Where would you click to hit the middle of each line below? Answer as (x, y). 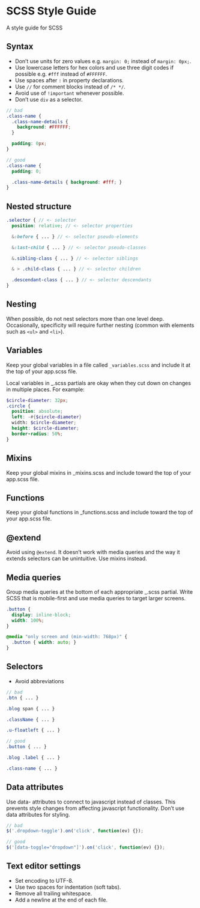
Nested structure (39, 206)
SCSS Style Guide (51, 11)
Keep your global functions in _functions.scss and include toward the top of (100, 513)
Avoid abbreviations (39, 681)
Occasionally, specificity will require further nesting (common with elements (100, 325)
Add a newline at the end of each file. (61, 900)
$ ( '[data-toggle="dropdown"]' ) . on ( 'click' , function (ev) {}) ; (86, 848)
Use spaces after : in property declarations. (69, 80)
